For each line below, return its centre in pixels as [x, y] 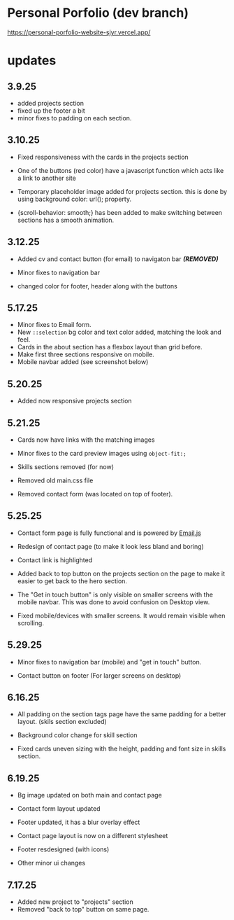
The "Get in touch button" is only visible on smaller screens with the [115, 594]
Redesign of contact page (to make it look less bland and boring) [110, 546]
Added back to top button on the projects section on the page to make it [121, 573]
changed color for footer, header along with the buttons [97, 286]
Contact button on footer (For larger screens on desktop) [99, 675]
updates [32, 61]
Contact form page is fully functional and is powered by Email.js [109, 533]
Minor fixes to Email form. [54, 325]
